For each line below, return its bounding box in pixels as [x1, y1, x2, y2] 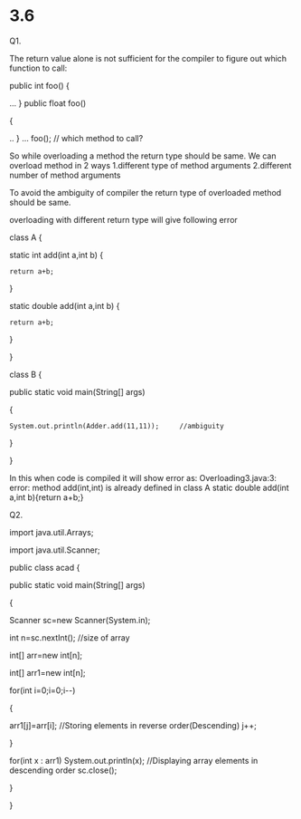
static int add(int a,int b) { [9, 249, 104, 260]
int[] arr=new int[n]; [9, 650, 83, 660]
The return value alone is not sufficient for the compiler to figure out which [9, 53, 287, 63]
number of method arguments [9, 169, 121, 180]
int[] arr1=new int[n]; [9, 667, 86, 678]
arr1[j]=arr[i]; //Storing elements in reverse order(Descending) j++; [9, 719, 258, 730]
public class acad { [9, 562, 80, 573]
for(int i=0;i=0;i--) [9, 685, 76, 696]
